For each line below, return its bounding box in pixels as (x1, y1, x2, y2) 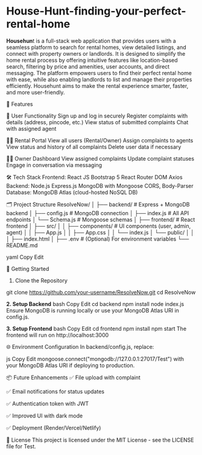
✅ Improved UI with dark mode (6, 412, 83, 419)
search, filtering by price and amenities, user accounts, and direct (6, 62, 170, 70)
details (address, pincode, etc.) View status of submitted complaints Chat (6, 118, 189, 125)
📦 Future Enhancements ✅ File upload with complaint (6, 374, 140, 381)
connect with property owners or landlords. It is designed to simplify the (6, 50, 186, 57)
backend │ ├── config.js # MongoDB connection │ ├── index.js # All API (6, 209, 189, 216)
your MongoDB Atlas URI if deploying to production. (6, 362, 135, 369)
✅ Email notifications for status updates (6, 388, 104, 395)
